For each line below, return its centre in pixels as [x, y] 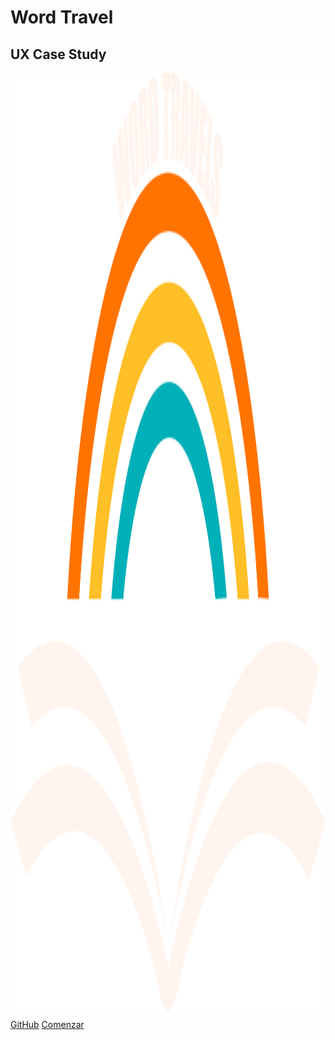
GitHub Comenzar [47, 1024]
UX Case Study [58, 54]
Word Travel [62, 17]
